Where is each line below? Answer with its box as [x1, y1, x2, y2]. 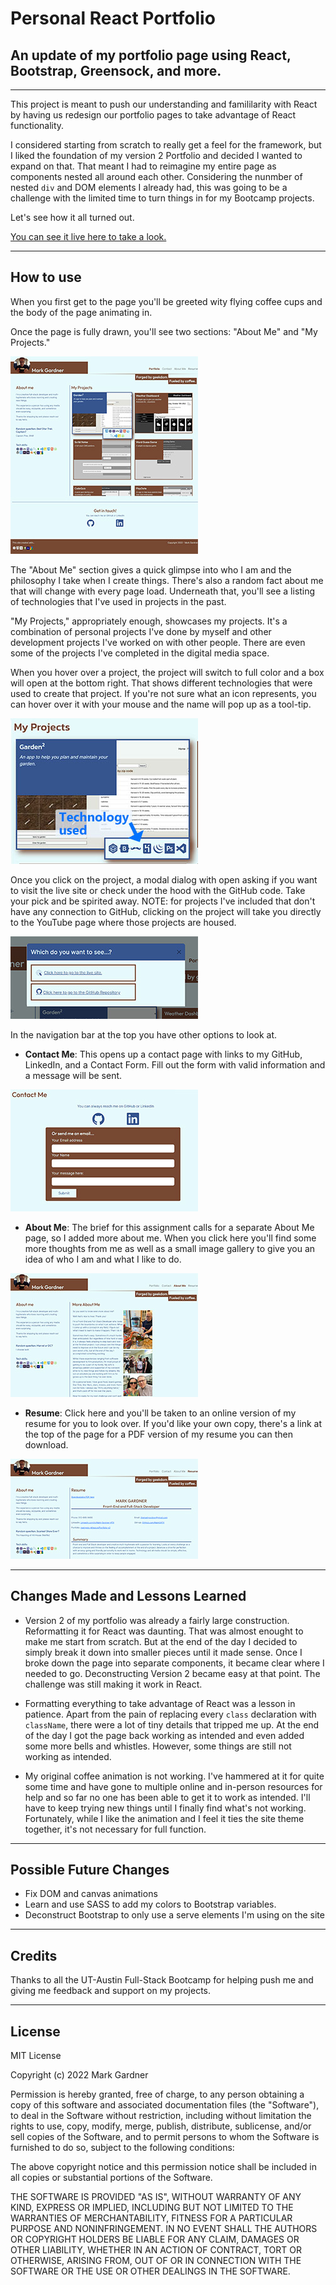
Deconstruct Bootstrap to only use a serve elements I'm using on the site [24, 1909, 325, 1921]
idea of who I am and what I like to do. [24, 1253, 182, 1265]
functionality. [10, 120, 65, 131]
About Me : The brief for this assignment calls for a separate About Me [24, 1221, 315, 1233]
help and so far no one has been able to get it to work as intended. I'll [24, 1791, 311, 1803]
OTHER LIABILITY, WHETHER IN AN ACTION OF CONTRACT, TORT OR [10, 2244, 302, 2256]
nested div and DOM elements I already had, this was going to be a [10, 182, 288, 193]
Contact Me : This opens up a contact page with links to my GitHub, [24, 1048, 303, 1060]
